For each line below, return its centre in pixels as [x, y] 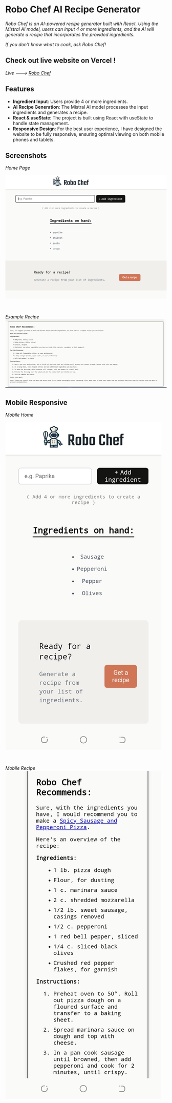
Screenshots [26, 156]
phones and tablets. [34, 139]
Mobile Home [19, 415]
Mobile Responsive [36, 403]
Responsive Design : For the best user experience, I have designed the [87, 129]
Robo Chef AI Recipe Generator [73, 9]
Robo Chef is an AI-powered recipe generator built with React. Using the [82, 24]
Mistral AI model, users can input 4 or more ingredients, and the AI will [80, 29]
